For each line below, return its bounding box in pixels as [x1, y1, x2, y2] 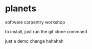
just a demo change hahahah [5, 38, 64, 44]
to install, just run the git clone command [5, 28, 87, 34]
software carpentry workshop [5, 19, 65, 25]
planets [5, 3, 37, 14]
